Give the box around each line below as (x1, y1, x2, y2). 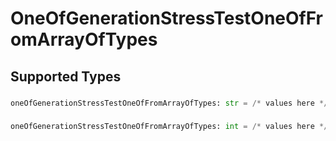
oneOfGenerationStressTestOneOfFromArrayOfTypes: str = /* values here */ (10, 98, 329, 108)
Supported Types (10, 68, 122, 85)
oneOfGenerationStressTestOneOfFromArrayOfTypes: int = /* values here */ (10, 122, 329, 132)
